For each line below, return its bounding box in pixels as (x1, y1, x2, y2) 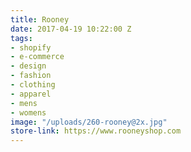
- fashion (10, 71, 52, 81)
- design (10, 61, 47, 71)
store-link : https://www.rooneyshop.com (10, 126, 182, 136)
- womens (10, 107, 47, 118)
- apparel (10, 89, 52, 99)
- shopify (10, 42, 52, 53)
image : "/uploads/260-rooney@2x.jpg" (10, 117, 168, 127)
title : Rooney (10, 14, 70, 25)
